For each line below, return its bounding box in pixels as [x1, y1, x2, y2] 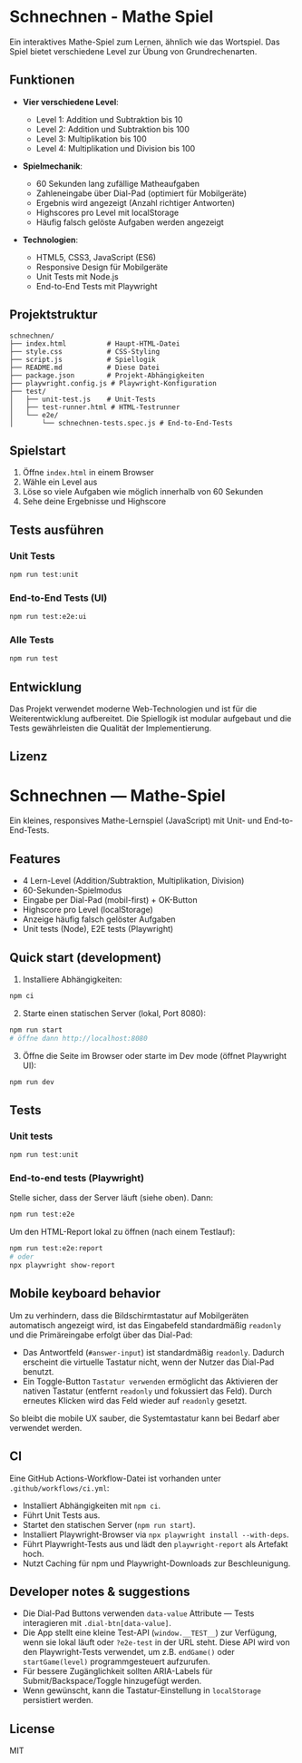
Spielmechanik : [22, 161, 83, 171]
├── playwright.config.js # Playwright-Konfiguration [9, 378, 218, 387]
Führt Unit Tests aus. [22, 1509, 101, 1521]
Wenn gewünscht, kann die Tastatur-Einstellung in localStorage [22, 1685, 261, 1696]
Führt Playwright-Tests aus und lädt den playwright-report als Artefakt [22, 1538, 288, 1549]
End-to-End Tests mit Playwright [35, 280, 158, 291]
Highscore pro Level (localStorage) [22, 905, 154, 916]
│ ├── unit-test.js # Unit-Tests [9, 395, 156, 404]
